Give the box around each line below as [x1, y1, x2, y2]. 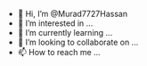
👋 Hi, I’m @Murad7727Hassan [17, 9, 127, 19]
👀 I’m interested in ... [17, 18, 94, 29]
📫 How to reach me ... [17, 47, 101, 57]
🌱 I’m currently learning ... [17, 28, 113, 37]
